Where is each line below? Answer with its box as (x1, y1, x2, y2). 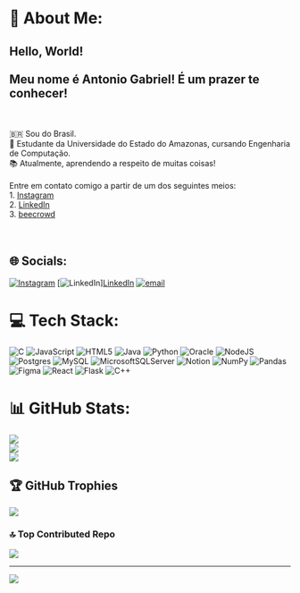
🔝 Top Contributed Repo (9, 528, 116, 540)
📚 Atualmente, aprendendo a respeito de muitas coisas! (9, 158, 216, 168)
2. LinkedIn (9, 199, 51, 209)
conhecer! (9, 85, 69, 101)
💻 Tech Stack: (9, 310, 120, 330)
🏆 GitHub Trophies (9, 479, 119, 494)
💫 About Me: (9, 8, 104, 29)
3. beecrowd (9, 209, 56, 219)
